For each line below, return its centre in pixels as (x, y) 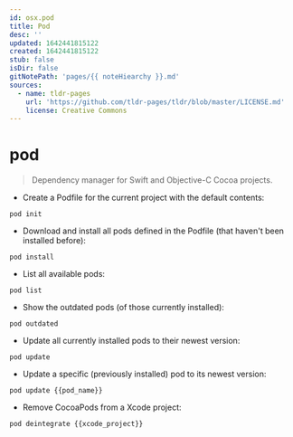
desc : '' (26, 34)
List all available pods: (64, 274)
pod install (32, 257)
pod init (26, 214)
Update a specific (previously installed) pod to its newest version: (144, 374)
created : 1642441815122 (54, 52)
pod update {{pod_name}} (56, 391)
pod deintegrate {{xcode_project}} (76, 424)
